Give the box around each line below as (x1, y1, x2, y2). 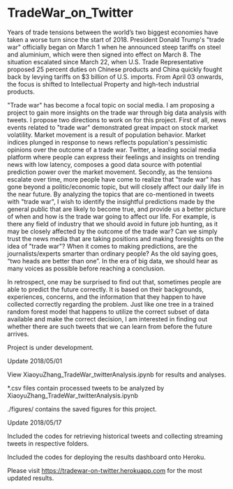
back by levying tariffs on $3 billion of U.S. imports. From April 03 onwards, (7, 72, 224, 81)
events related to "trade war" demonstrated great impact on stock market (7, 123, 218, 131)
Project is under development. (7, 343, 94, 351)
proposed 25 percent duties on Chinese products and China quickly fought (7, 65, 223, 73)
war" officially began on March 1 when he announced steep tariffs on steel (7, 43, 221, 51)
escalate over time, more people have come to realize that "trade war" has (7, 175, 221, 183)
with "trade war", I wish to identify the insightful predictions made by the (7, 197, 215, 205)
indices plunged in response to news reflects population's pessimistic (7, 138, 208, 146)
